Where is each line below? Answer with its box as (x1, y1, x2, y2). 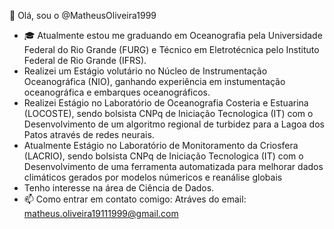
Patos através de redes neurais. (23, 129, 155, 140)
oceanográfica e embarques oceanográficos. (23, 86, 211, 98)
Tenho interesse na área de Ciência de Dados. (23, 182, 215, 194)
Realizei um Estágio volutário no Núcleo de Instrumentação (23, 65, 268, 77)
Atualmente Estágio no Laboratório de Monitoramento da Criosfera (23, 140, 299, 151)
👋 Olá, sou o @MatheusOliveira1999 (9, 10, 157, 21)
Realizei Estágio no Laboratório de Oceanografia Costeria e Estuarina (23, 97, 309, 109)
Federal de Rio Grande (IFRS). (23, 55, 147, 66)
